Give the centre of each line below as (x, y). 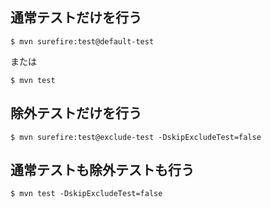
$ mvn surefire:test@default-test (82, 41)
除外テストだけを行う (76, 113)
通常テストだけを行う (76, 18)
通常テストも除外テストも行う (102, 170)
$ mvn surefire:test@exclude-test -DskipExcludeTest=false (136, 137)
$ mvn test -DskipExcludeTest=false (86, 194)
